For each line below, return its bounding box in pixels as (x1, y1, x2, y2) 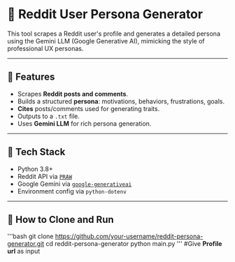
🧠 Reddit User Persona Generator (7, 6, 204, 22)
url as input (7, 247, 41, 256)
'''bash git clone (7, 232, 54, 240)
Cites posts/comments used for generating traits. (17, 104, 160, 112)
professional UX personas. (7, 44, 84, 52)
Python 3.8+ (17, 164, 54, 173)
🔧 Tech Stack (7, 146, 66, 158)
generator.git (7, 240, 45, 248)
